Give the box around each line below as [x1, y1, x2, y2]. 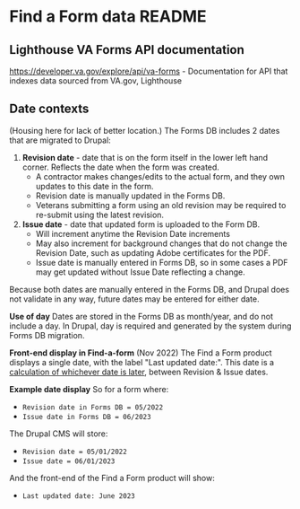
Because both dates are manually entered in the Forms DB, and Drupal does [9, 284, 289, 294]
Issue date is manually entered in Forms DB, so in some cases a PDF [35, 257, 288, 268]
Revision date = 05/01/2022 [21, 447, 127, 456]
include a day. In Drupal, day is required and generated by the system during [9, 320, 292, 331]
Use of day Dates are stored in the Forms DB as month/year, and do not [9, 311, 274, 321]
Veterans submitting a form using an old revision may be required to [35, 199, 287, 210]
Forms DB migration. [9, 329, 85, 340]
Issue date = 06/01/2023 [21, 456, 116, 466]
